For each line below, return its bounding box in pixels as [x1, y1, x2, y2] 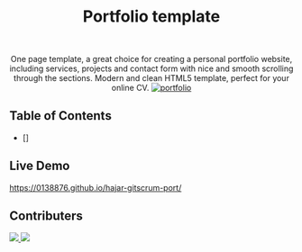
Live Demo [9, 158, 70, 174]
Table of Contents [9, 108, 113, 123]
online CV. [111, 82, 150, 93]
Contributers [9, 208, 84, 223]
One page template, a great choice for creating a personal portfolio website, [10, 53, 293, 64]
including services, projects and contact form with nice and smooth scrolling [9, 63, 294, 74]
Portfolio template [82, 6, 221, 27]
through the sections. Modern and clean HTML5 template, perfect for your [13, 72, 290, 83]
